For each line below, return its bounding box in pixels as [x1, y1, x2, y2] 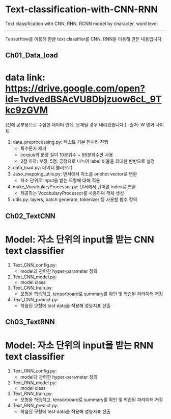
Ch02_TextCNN [5, 211, 55, 220]
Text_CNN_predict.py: [12, 296, 59, 302]
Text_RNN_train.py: [12, 390, 53, 396]
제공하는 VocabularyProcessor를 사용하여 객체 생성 [20, 190, 124, 196]
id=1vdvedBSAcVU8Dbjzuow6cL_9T [5, 93, 162, 105]
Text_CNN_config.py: [12, 262, 57, 268]
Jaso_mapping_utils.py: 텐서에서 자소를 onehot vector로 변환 [12, 171, 137, 177]
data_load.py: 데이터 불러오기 [12, 165, 73, 171]
